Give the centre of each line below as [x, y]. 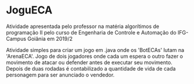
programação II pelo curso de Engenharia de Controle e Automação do [91, 32]
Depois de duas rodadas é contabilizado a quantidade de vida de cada [91, 68]
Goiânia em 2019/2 [50, 38]
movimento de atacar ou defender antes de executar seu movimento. [89, 62]
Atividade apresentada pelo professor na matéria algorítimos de [83, 26]
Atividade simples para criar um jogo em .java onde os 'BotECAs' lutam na [95, 50]
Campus [16, 38]
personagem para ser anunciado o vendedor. [60, 75]
